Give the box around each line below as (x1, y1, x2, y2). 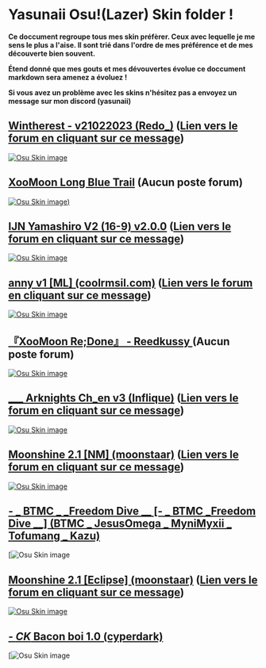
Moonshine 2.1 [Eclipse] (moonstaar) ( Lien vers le (8, 573, 258, 586)
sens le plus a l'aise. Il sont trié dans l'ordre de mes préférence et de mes (8, 40, 253, 49)
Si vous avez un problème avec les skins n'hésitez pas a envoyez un (8, 87, 237, 97)
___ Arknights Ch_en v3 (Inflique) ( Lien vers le (8, 391, 239, 405)
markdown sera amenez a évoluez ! (8, 72, 128, 82)
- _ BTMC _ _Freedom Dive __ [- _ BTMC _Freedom (8, 505, 256, 518)
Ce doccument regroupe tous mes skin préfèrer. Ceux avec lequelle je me (8, 32, 256, 41)
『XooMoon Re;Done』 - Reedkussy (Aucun (8, 335, 230, 348)
